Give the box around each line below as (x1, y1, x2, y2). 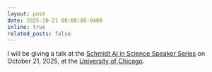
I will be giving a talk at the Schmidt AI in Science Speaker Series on (7, 49, 206, 58)
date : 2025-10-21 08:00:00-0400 (7, 17, 102, 24)
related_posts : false (7, 30, 71, 37)
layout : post (7, 10, 46, 18)
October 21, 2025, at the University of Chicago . (7, 57, 145, 66)
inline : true (7, 23, 46, 30)
